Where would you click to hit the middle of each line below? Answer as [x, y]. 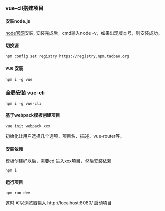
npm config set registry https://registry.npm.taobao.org [67, 56]
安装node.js [18, 21]
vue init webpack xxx [28, 126]
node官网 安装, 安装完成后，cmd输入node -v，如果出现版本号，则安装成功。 [84, 33]
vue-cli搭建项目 [24, 8]
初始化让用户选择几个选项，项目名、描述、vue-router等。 [65, 136]
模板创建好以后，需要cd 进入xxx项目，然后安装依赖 [58, 161]
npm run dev [18, 193]
